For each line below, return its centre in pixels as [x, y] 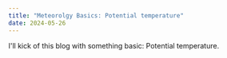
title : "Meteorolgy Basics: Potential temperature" [96, 15]
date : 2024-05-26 [37, 23]
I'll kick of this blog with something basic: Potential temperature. [114, 45]
